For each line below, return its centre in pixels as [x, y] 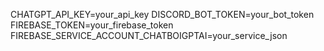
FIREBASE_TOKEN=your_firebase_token [92, 25]
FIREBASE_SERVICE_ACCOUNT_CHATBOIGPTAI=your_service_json [149, 35]
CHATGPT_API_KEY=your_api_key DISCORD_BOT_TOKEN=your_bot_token [162, 14]
